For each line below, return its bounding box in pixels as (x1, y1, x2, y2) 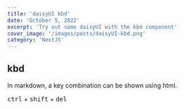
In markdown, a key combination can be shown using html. (7, 81, 178, 89)
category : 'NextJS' (7, 37, 65, 44)
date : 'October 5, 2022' (7, 17, 80, 24)
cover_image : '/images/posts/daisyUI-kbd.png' (7, 30, 146, 37)
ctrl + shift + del (7, 94, 67, 103)
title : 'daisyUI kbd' (7, 10, 71, 18)
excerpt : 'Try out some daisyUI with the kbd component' (7, 23, 178, 30)
